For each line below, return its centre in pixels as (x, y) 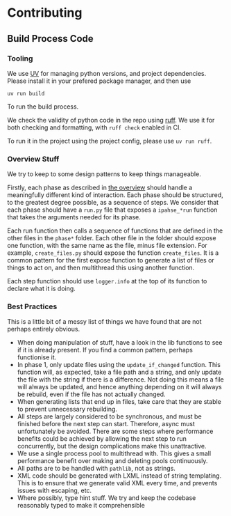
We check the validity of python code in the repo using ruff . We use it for (111, 120)
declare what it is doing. (42, 289)
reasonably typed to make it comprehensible (81, 506)
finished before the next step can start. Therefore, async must (106, 424)
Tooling (20, 58)
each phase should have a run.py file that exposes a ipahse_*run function (112, 210)
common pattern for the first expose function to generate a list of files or (111, 260)
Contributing (45, 13)
